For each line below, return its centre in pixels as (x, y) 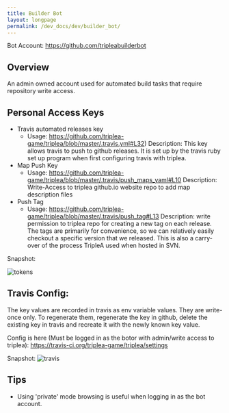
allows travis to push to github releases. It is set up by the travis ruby (124, 151)
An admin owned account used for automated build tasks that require (105, 84)
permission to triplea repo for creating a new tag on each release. (119, 224)
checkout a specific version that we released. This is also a (110, 238)
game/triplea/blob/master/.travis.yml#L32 (86, 143)
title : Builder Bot (35, 13)
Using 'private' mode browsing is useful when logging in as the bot (111, 396)
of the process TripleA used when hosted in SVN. (111, 245)
